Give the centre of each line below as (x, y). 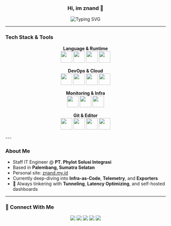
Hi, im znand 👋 (85, 8)
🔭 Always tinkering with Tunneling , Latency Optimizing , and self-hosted (89, 184)
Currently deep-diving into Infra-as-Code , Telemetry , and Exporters (85, 178)
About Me (18, 151)
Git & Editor (85, 115)
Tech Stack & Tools (29, 37)
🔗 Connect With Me (30, 207)
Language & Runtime (85, 48)
